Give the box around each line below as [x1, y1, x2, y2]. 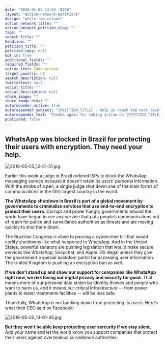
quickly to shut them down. [5, 224, 60, 230]
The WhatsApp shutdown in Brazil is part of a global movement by [5, 198, 143, 204]
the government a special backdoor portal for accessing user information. [5, 255, 155, 260]
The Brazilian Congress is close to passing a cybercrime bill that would [5, 234, 148, 240]
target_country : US [5, 71, 45, 76]
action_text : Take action [5, 67, 58, 72]
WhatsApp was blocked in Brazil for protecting [5, 135, 151, 144]
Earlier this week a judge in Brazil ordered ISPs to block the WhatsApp [5, 173, 147, 179]
